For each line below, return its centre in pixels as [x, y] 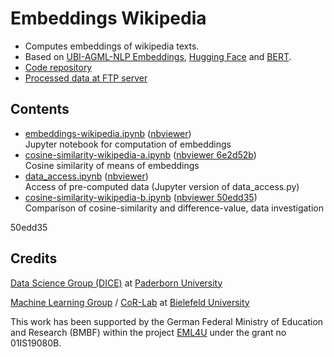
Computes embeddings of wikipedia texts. [112, 46]
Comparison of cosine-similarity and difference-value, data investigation [174, 208]
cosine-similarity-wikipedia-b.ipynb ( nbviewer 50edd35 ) [141, 197]
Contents [40, 109]
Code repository [58, 67]
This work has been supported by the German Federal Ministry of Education [167, 321]
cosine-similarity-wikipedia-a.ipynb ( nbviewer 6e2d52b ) [140, 154]
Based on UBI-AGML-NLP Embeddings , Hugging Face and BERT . [158, 56]
